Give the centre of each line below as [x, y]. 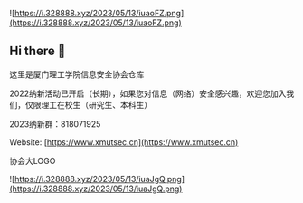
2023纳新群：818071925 [55, 124]
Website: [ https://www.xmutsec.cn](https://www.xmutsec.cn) [124, 142]
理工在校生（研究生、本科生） [96, 104]
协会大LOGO [33, 160]
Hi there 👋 [38, 51]
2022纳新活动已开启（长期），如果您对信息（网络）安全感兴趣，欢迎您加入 [148, 93]
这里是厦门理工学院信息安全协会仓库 [77, 74]
